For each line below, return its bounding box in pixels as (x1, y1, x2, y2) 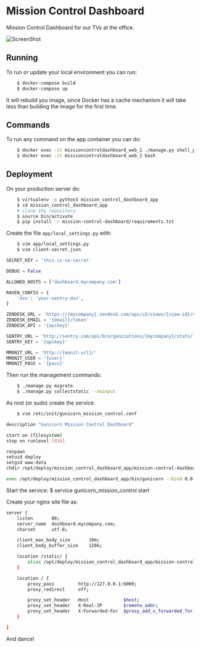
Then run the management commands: (6, 371, 102, 379)
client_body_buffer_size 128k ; (17, 543, 102, 549)
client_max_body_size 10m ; (17, 537, 100, 543)
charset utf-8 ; (17, 526, 68, 533)
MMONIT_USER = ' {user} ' (6, 355, 65, 361)
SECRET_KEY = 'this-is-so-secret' (6, 257, 92, 263)
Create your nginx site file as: (6, 498, 79, 505)
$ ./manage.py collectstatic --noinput (17, 388, 116, 394)
